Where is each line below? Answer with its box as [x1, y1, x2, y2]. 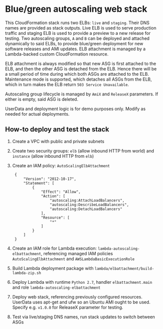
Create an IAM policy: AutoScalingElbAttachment [12, 162, 110, 168]
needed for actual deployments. [5, 111, 70, 117]
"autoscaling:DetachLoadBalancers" [50, 207, 123, 211]
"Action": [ [41, 193, 65, 199]
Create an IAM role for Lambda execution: [12, 245, 97, 251]
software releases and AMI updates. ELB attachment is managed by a [5, 46, 146, 52]
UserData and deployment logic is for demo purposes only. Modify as [5, 106, 146, 112]
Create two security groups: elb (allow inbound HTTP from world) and [12, 148, 154, 153]
